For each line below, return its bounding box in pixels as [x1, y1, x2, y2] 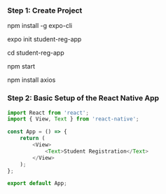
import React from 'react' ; [7, 109, 90, 116]
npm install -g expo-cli [7, 22, 72, 30]
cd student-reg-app [7, 48, 64, 57]
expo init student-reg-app [7, 35, 82, 43]
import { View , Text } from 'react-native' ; [7, 116, 139, 123]
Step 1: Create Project [7, 6, 83, 15]
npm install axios [7, 76, 56, 84]
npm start [7, 62, 36, 71]
